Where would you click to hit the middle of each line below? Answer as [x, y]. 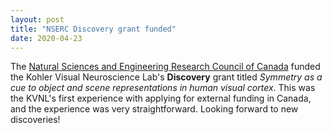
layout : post [37, 19]
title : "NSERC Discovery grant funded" [93, 29]
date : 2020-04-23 [46, 38]
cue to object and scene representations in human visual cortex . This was [163, 88]
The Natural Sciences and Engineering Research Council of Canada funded [165, 67]
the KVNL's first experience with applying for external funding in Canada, [161, 98]
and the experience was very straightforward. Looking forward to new [154, 109]
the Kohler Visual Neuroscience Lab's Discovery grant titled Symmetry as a [166, 77]
